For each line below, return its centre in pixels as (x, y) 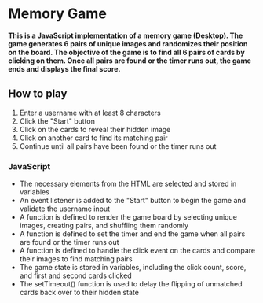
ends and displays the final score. (64, 68)
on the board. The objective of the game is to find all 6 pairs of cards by (126, 52)
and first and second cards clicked (75, 275)
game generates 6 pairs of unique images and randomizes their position (128, 43)
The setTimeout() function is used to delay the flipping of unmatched (131, 284)
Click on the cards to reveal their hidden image (95, 129)
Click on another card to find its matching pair (93, 138)
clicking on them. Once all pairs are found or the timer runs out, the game (130, 61)
